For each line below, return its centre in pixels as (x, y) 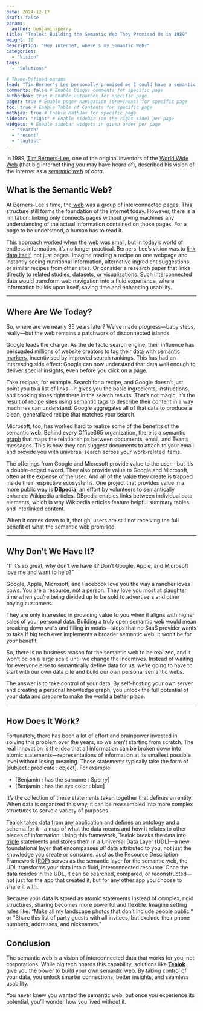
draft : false (23, 18)
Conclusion (28, 943)
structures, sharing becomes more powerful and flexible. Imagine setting (97, 905)
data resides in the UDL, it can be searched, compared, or (78, 874)
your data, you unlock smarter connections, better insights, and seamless (98, 977)
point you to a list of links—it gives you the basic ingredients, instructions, (98, 389)
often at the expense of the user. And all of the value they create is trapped (100, 476)
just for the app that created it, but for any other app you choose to (99, 880)
